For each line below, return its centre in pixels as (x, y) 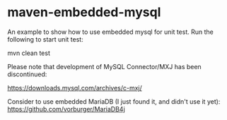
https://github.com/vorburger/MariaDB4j (66, 109)
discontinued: (27, 74)
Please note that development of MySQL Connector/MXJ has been (104, 66)
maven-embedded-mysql (84, 12)
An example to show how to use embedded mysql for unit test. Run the (110, 32)
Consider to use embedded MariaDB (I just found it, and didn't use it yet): (114, 101)
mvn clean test (29, 53)
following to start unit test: (45, 39)
